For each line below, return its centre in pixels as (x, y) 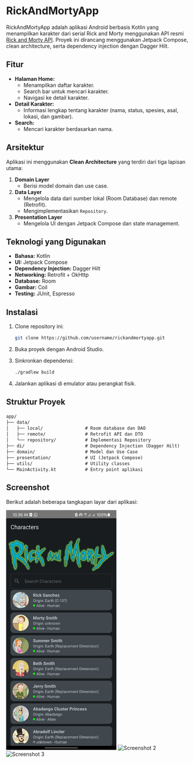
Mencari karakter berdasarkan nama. (68, 129)
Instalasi (22, 312)
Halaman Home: (35, 78)
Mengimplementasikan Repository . (66, 211)
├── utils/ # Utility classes (68, 464)
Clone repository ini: (39, 326)
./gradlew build (34, 372)
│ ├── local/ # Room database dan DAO (76, 428)
